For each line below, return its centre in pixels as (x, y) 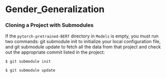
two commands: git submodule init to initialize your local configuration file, (83, 42)
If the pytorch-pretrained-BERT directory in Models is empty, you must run (82, 36)
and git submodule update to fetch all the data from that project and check (83, 47)
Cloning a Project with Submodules (49, 25)
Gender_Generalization (55, 9)
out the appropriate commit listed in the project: (55, 52)
